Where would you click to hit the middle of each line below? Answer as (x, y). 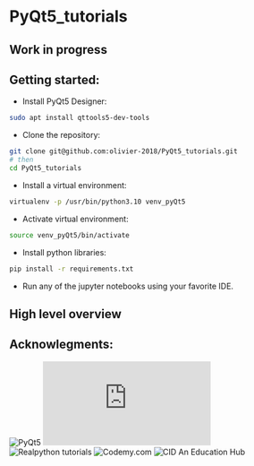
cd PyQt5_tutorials (46, 168)
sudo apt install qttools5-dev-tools (80, 118)
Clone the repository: (61, 135)
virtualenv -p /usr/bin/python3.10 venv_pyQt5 (97, 202)
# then (21, 160)
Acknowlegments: (61, 345)
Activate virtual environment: (75, 219)
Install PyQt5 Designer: (64, 101)
